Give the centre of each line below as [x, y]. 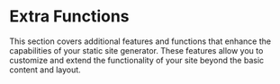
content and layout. [45, 70]
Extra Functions [69, 17]
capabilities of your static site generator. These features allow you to [136, 50]
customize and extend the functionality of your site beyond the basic [137, 60]
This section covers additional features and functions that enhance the [140, 41]
